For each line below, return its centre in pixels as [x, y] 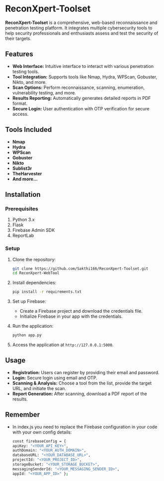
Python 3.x [23, 220]
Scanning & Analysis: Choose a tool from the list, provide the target [82, 383]
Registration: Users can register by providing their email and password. [86, 372]
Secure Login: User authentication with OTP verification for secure [81, 108]
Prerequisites [22, 209]
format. [20, 103]
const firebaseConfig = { [39, 441]
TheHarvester [27, 173]
